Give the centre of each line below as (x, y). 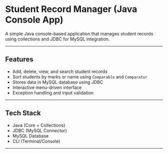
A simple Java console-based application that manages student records (79, 33)
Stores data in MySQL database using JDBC (58, 82)
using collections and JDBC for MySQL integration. (57, 39)
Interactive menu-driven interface (47, 87)
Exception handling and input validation (53, 92)
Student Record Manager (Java (71, 9)
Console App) (34, 20)
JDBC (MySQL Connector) (39, 130)
